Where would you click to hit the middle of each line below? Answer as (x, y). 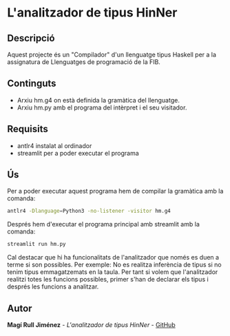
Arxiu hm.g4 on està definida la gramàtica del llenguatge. (98, 100)
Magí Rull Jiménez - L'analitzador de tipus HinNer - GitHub (91, 325)
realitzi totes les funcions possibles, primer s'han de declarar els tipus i (108, 280)
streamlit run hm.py (37, 244)
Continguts (32, 84)
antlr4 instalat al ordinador (54, 145)
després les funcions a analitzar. (53, 286)
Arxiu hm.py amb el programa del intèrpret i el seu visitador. (102, 107)
